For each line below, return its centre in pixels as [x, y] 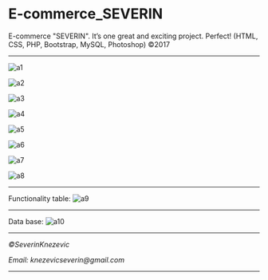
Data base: [26, 221]
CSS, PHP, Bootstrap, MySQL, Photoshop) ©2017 [89, 44]
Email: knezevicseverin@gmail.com [67, 259]
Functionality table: [39, 198]
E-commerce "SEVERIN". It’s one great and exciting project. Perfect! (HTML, [133, 36]
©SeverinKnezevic [39, 244]
